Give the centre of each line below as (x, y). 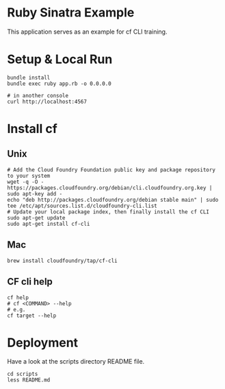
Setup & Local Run (60, 59)
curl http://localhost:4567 (47, 102)
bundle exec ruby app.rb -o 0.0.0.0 (59, 84)
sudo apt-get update (37, 217)
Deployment (43, 343)
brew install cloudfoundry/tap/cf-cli (62, 261)
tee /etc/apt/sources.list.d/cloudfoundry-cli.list (82, 206)
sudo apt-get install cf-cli (49, 224)
